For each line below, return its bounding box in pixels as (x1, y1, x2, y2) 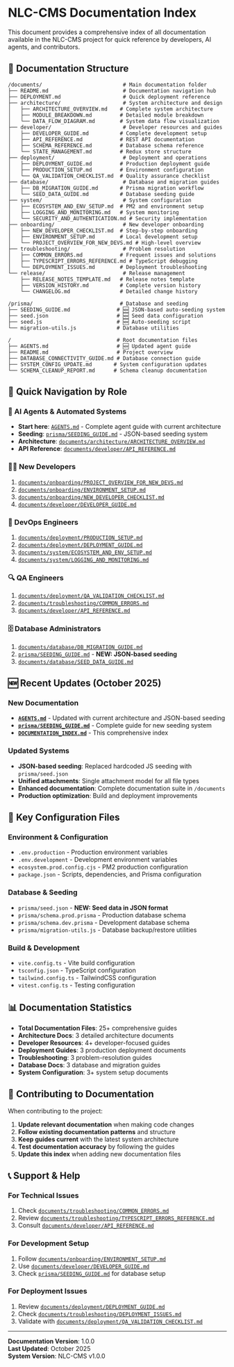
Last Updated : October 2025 (8, 1344, 91, 1352)
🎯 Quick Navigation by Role (8, 386, 128, 398)
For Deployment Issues (8, 1286, 87, 1296)
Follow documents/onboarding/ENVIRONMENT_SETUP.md (17, 1254, 166, 1263)
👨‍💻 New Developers (8, 462, 76, 472)
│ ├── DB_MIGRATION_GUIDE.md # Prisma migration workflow (8, 184, 204, 192)
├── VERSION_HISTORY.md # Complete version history (20, 281, 201, 289)
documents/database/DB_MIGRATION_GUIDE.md (17, 644, 143, 650)
